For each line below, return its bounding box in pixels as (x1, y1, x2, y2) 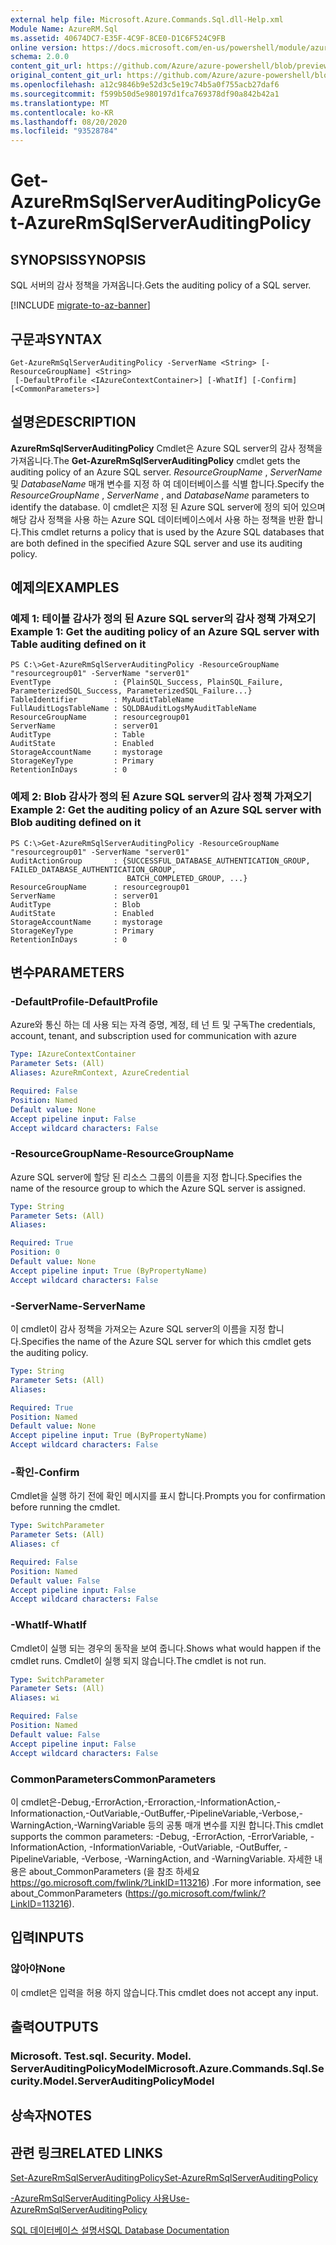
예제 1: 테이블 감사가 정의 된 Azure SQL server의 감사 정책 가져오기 (10, 612, 317, 626)
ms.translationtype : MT (10, 98, 110, 108)
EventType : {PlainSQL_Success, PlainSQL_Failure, (10, 677, 284, 688)
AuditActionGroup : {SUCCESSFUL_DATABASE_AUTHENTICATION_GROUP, (10, 856, 311, 866)
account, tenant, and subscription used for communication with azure (10, 1030, 297, 1042)
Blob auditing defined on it (10, 816, 142, 830)
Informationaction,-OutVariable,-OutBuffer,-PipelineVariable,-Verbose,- (10, 1807, 303, 1819)
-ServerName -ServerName (10, 1299, 146, 1313)
